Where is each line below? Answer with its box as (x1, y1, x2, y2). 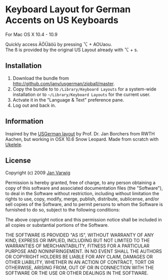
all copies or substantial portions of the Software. (5, 222, 109, 228)
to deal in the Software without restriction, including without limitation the (5, 191, 159, 197)
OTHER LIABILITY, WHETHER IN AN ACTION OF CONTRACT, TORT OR (5, 259, 154, 265)
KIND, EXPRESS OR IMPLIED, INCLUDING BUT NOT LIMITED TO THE (5, 238, 150, 244)
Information (5, 117, 44, 126)
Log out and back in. (12, 102, 56, 108)
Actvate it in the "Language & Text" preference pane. (12, 97, 124, 103)
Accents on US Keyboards (5, 14, 118, 26)
